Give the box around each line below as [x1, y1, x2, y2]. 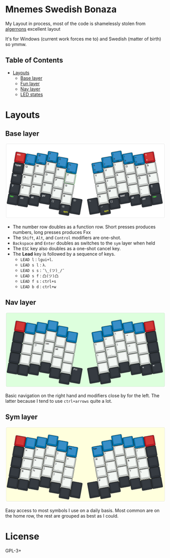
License [5, 530, 40, 542]
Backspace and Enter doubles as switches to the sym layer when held [12, 240, 155, 246]
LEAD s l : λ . [20, 262, 47, 268]
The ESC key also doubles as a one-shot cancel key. [12, 246, 121, 251]
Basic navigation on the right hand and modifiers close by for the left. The [5, 393, 160, 399]
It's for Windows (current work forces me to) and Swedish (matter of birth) [5, 36, 161, 42]
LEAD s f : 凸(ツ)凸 [20, 273, 59, 279]
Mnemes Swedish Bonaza [5, 4, 117, 15]
